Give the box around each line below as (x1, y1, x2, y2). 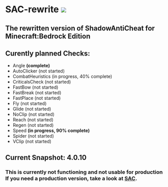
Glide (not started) (12, 106, 51, 112)
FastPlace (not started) (12, 95, 61, 101)
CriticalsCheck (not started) (12, 79, 71, 85)
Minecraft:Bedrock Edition (5, 32, 91, 40)
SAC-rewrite (5, 4, 60, 15)
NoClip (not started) (12, 111, 55, 118)
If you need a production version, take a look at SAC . (5, 175, 137, 182)
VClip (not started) (12, 139, 52, 145)
